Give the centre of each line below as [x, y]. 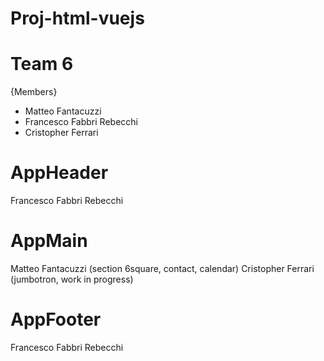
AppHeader [59, 173]
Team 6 [42, 64]
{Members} [34, 92]
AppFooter [56, 319]
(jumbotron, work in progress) [72, 279]
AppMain [49, 241]
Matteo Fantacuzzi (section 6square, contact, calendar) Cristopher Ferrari [162, 268]
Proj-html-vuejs [77, 18]
